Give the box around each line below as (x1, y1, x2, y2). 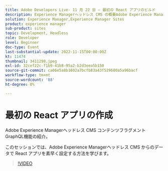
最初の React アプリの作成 (5, 109, 113, 121)
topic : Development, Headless (5, 31, 69, 36)
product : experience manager (5, 21, 66, 27)
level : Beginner (5, 40, 39, 45)
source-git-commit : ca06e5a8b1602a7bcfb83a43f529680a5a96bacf (5, 68, 138, 73)
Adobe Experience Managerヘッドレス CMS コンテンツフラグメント (5, 127, 146, 133)
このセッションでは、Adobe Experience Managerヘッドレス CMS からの (5, 144, 154, 150)
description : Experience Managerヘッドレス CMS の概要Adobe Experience (5, 12, 152, 17)
